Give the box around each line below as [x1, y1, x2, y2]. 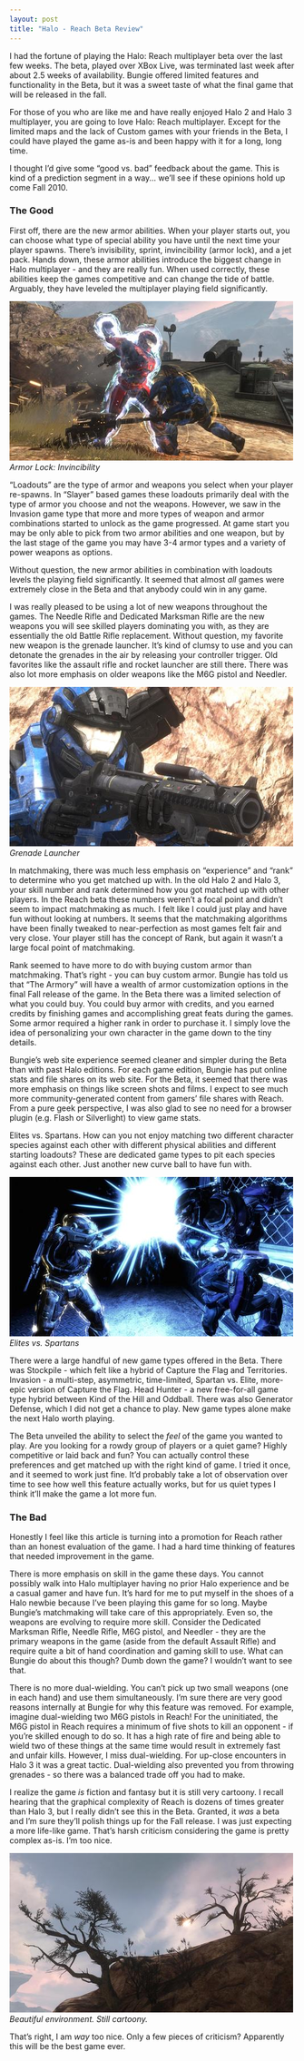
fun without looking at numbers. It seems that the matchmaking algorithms [9, 913, 288, 924]
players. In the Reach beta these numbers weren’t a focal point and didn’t [9, 894, 283, 905]
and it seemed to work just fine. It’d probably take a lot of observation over [9, 1468, 289, 1479]
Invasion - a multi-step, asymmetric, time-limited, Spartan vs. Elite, [9, 1374, 259, 1385]
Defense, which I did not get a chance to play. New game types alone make [9, 1403, 291, 1414]
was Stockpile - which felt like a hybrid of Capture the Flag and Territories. [9, 1364, 288, 1375]
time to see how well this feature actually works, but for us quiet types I [9, 1478, 277, 1489]
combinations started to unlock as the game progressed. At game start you [9, 517, 290, 528]
